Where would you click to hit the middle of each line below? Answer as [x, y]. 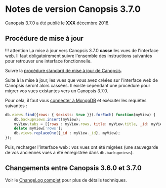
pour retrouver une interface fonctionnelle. [48, 61]
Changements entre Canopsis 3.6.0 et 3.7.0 [73, 168]
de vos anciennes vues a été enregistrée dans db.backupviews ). [70, 153]
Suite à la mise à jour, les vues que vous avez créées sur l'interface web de [82, 80]
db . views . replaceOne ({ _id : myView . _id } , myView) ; [67, 133]
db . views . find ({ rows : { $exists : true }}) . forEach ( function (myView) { [80, 115]
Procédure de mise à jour [44, 38]
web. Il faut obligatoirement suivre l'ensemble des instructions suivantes [79, 56]
